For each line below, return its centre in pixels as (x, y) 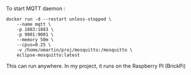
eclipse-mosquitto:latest (48, 55)
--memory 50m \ (35, 40)
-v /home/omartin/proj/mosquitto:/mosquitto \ (75, 50)
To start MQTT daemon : (36, 8)
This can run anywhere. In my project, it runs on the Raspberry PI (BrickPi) (96, 66)
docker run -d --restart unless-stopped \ (59, 19)
